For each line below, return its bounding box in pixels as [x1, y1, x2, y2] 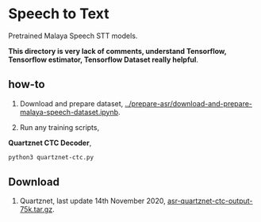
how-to [8, 78, 45, 91]
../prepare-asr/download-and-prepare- [125, 98, 252, 108]
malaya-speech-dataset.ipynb [19, 107, 119, 117]
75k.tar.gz [19, 205, 53, 214]
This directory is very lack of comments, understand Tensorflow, [8, 46, 227, 55]
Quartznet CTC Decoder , [8, 138, 92, 147]
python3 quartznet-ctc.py [8, 153, 94, 161]
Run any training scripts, [19, 122, 100, 132]
